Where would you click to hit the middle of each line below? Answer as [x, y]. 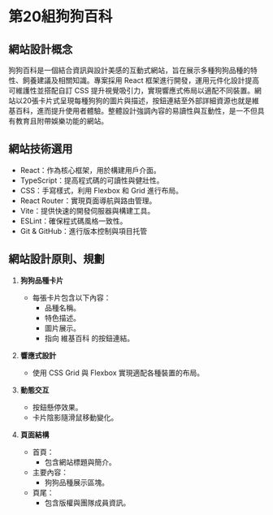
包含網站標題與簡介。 [80, 462]
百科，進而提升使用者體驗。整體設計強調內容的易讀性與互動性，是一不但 [136, 111]
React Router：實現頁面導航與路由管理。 [88, 201]
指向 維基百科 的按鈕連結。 [89, 338]
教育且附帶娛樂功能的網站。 [61, 121]
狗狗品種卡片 [41, 280]
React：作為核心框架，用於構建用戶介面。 [90, 170]
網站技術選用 [41, 149]
